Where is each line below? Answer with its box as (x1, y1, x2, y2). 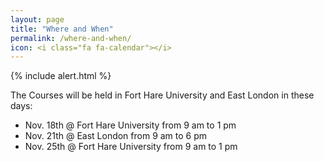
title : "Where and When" (10, 24, 114, 34)
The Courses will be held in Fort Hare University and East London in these (10, 89, 315, 101)
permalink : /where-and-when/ (10, 33, 132, 43)
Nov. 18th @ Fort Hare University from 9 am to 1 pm (24, 119, 237, 131)
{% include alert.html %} (10, 70, 112, 82)
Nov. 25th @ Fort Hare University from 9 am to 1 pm (24, 141, 238, 153)
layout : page (10, 14, 65, 25)
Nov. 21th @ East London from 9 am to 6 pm (24, 130, 208, 142)
